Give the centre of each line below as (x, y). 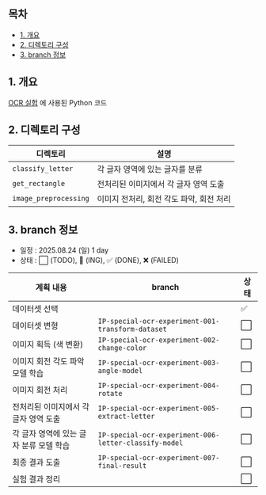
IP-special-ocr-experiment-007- (159, 458)
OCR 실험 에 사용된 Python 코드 (58, 102)
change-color (122, 348)
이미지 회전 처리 (40, 390)
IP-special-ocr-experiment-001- (159, 322)
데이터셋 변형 (35, 326)
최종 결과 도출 (36, 463)
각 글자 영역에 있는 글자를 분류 (150, 169)
